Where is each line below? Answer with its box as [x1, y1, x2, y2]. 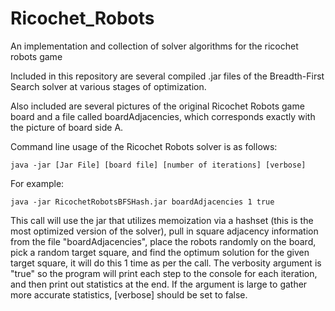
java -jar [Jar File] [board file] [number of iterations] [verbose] [10, 160, 307, 170]
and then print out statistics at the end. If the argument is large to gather [10, 278, 308, 290]
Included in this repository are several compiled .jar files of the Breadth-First [10, 70, 325, 82]
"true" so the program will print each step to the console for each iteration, [10, 267, 318, 279]
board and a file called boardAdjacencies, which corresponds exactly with [10, 110, 316, 122]
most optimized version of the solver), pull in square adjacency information [10, 225, 319, 237]
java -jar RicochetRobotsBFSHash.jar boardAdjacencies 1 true [10, 197, 275, 207]
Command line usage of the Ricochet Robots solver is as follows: [10, 140, 278, 152]
